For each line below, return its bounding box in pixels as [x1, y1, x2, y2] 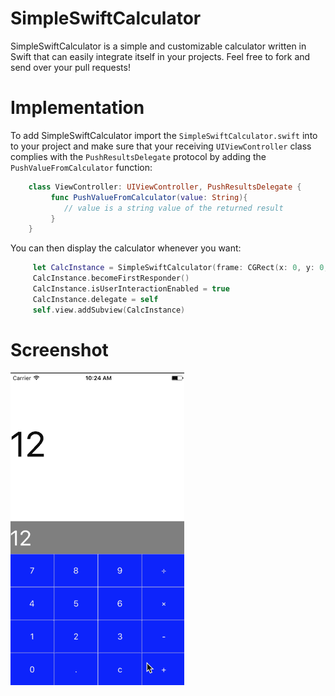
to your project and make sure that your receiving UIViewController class [10, 140, 312, 152]
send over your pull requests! [10, 61, 131, 73]
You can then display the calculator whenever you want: [10, 242, 242, 254]
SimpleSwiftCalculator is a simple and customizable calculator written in [10, 40, 307, 52]
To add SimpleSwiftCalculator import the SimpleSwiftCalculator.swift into [10, 129, 318, 141]
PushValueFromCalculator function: [10, 161, 153, 173]
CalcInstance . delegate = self [32, 294, 159, 304]
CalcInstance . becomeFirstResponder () [32, 273, 190, 284]
